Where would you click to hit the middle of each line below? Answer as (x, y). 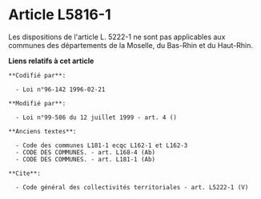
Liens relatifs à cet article (51, 61)
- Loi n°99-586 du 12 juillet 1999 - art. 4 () (96, 117)
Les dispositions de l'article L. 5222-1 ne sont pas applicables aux (117, 37)
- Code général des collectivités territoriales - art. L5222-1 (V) (132, 187)
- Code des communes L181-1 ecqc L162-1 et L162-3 (102, 145)
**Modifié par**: (37, 103)
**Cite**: (25, 173)
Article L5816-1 (60, 15)
